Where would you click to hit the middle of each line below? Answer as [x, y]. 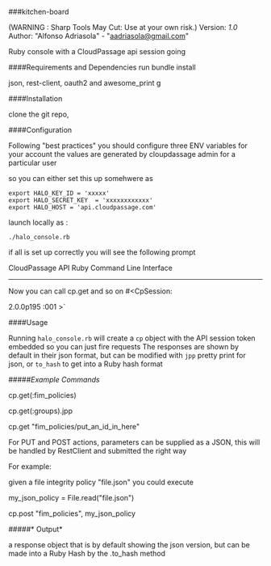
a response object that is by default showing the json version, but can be [129, 545]
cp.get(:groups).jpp [41, 411]
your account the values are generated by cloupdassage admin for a [122, 154]
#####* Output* [35, 529]
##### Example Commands [54, 380]
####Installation [35, 99]
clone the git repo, [39, 114]
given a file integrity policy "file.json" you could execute [101, 482]
